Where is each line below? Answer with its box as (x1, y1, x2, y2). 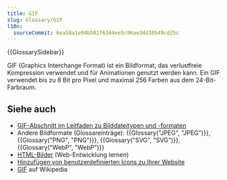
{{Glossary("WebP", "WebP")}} (16, 144, 105, 152)
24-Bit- (195, 76, 216, 85)
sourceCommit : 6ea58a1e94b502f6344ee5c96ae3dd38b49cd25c (13, 29, 180, 36)
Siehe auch (7, 103, 56, 115)
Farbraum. (7, 83, 36, 91)
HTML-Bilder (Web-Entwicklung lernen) (16, 150, 129, 159)
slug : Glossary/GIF (7, 16, 63, 23)
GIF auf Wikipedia (16, 166, 68, 174)
